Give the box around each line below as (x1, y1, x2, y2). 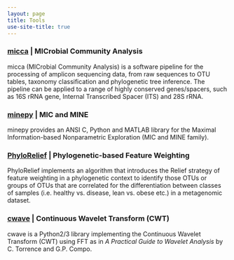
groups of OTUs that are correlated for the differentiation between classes (7, 182, 222, 190)
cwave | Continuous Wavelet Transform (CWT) (7, 214, 170, 224)
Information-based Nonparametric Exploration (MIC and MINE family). (7, 132, 209, 141)
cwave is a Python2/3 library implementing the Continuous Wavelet (7, 229, 201, 238)
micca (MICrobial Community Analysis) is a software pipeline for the (7, 62, 204, 71)
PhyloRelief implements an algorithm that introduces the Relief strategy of (7, 166, 221, 175)
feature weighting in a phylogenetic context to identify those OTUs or (7, 174, 207, 182)
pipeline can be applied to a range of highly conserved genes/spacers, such (7, 85, 228, 93)
